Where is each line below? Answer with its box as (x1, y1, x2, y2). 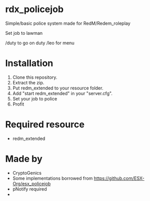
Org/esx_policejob (12, 180, 51, 186)
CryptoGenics (12, 170, 42, 176)
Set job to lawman (5, 30, 43, 36)
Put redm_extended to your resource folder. (12, 85, 104, 91)
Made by (5, 153, 43, 165)
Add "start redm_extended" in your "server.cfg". (12, 90, 113, 96)
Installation (5, 58, 54, 69)
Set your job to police (12, 95, 57, 102)
